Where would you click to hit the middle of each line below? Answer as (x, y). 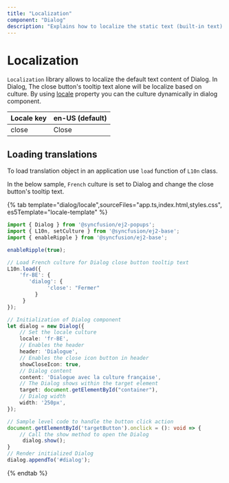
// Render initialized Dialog (51, 454)
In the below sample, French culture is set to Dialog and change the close (111, 184)
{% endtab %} (28, 473)
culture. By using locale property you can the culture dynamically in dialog (112, 94)
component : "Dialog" (37, 20)
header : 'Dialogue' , (49, 352)
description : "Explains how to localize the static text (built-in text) (115, 26)
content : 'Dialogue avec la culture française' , (90, 377)
